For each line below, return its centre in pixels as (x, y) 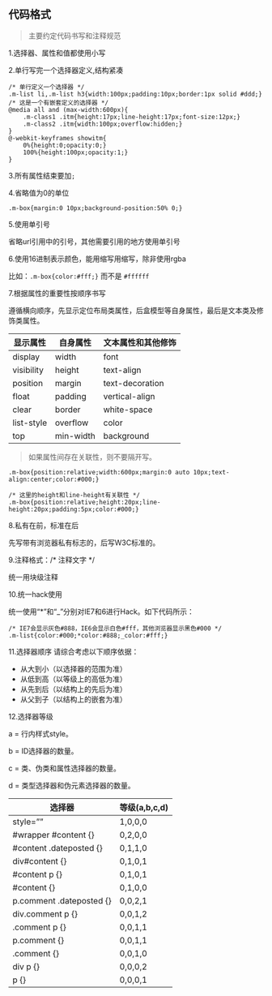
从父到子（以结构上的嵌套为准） (73, 699)
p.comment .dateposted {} (62, 900)
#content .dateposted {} (58, 848)
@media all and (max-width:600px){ (68, 109)
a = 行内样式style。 (40, 733)
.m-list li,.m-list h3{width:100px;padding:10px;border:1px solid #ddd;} (136, 94)
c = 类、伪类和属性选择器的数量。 (65, 768)
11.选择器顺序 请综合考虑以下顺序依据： (74, 651)
